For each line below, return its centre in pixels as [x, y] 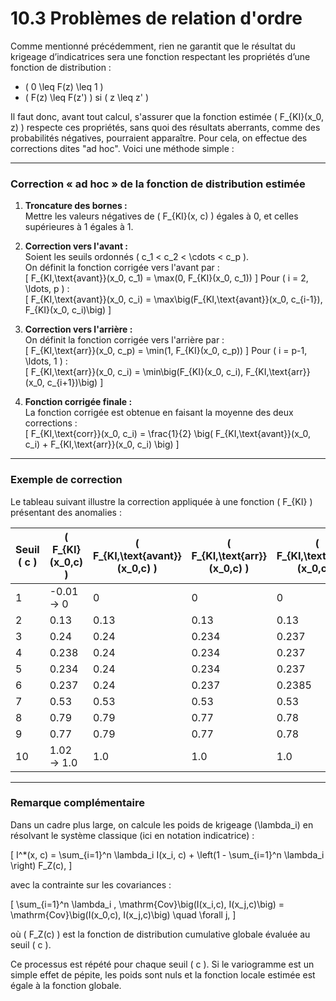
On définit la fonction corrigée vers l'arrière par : [124, 340]
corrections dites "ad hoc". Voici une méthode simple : [122, 148]
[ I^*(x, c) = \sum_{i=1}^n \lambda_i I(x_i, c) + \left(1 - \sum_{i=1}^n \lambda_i [167, 854]
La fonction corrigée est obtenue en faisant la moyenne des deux [159, 413]
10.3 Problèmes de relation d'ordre [156, 18]
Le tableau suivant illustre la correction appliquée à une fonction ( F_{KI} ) [161, 501]
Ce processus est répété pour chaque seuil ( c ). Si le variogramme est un [162, 964]
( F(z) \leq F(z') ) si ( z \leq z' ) [86, 97]
